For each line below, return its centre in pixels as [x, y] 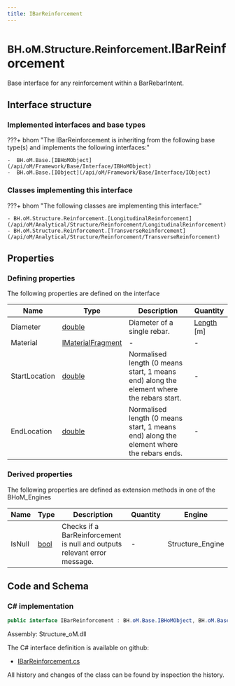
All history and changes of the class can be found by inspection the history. [116, 675]
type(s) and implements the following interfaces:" [79, 147]
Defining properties [41, 278]
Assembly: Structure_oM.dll [47, 634]
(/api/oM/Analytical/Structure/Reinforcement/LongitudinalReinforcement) [117, 224]
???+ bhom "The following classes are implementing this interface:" [105, 206]
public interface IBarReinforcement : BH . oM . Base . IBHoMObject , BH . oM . [112, 621]
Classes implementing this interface [70, 190]
